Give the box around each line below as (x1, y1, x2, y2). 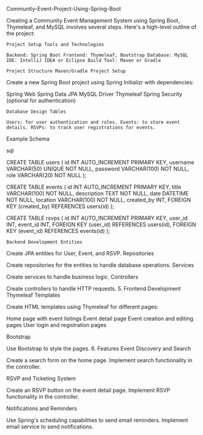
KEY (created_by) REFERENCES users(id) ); (6, 203, 115, 210)
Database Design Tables (6, 109, 67, 115)
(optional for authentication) (6, 97, 76, 104)
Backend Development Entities (6, 239, 83, 245)
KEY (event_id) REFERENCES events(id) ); (6, 228, 110, 234)
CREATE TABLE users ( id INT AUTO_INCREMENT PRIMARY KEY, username (6, 159, 195, 166)
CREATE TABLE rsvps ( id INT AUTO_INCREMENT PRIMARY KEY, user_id (6, 215, 188, 221)
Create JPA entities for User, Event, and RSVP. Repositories (6, 250, 155, 257)
